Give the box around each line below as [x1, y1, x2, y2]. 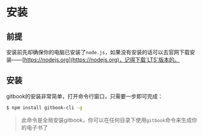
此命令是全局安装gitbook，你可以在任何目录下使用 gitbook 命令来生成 [21, 116, 192, 124]
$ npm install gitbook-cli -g [6, 104, 83, 110]
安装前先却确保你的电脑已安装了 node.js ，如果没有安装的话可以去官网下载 [6, 49, 190, 56]
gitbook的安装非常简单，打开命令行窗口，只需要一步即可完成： [6, 92, 164, 100]
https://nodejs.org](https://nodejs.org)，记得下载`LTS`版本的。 [24, 56, 180, 63]
